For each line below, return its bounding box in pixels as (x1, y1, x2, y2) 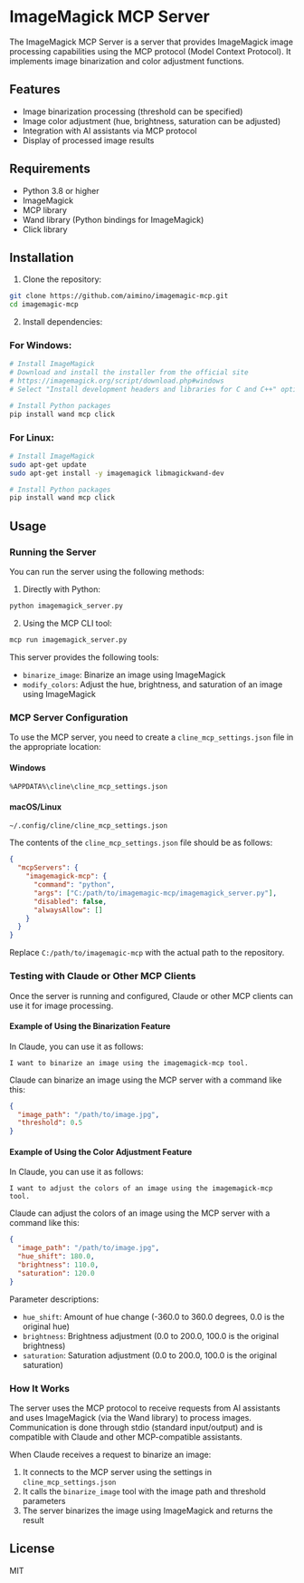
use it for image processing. (9, 1000, 114, 1011)
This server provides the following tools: (9, 651, 159, 663)
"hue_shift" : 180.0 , (17, 1252, 95, 1261)
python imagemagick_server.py (9, 601, 124, 611)
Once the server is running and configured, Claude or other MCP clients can (9, 990, 294, 1001)
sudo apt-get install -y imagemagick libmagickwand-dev (9, 469, 224, 478)
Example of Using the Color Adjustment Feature (9, 1146, 193, 1157)
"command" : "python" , (33, 880, 116, 889)
